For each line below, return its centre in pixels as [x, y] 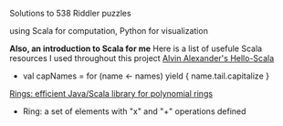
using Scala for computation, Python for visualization [109, 31]
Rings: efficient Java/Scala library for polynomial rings [111, 94]
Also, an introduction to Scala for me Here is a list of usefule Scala [136, 48]
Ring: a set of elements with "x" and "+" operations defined [134, 111]
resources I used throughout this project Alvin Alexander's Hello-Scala [142, 58]
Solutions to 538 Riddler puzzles [70, 13]
